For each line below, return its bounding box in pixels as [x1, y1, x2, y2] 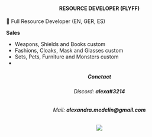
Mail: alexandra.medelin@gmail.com [53, 106, 146, 113]
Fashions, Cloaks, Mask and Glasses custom [14, 47, 124, 54]
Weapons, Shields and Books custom [14, 41, 106, 48]
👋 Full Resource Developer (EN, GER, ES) [6, 18, 105, 25]
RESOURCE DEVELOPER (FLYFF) [59, 5, 140, 12]
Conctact [88, 73, 111, 80]
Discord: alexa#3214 [73, 88, 125, 95]
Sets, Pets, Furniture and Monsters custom [14, 53, 119, 60]
